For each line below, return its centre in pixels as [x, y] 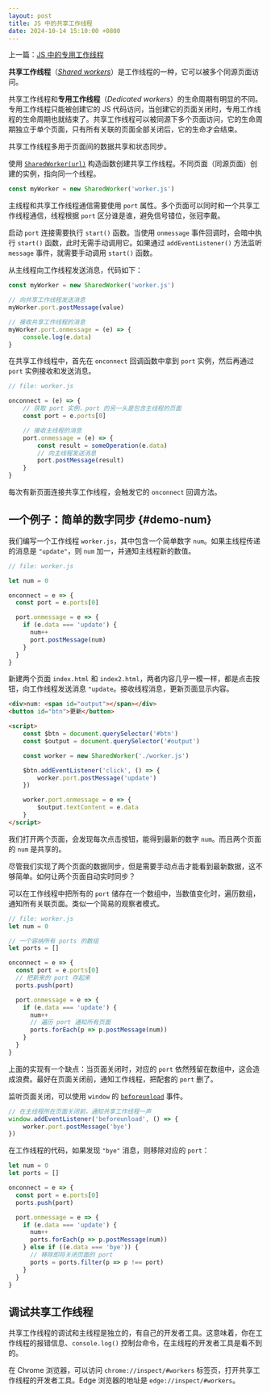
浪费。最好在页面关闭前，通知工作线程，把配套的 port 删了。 [116, 1079]
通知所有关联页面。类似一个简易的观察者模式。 [86, 903]
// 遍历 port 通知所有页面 [70, 1023]
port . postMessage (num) [68, 640]
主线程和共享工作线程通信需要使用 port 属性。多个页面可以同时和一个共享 [131, 206]
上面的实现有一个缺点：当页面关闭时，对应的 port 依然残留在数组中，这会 [131, 1069]
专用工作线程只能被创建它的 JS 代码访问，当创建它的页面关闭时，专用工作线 [135, 109]
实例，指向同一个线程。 [61, 174]
